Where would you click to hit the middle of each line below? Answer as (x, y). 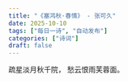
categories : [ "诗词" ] (44, 38)
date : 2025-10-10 (38, 23)
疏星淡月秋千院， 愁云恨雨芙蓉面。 (66, 70)
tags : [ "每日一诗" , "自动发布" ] (58, 31)
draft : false (30, 46)
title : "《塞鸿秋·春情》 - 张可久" (62, 16)
